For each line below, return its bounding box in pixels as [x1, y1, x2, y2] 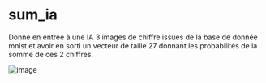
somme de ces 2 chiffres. [8, 49, 94, 59]
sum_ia [8, 6, 58, 24]
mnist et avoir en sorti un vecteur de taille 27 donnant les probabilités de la [8, 40, 258, 50]
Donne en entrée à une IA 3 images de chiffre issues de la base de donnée [8, 32, 258, 42]
